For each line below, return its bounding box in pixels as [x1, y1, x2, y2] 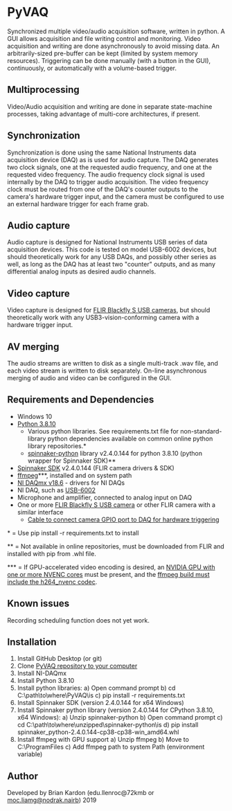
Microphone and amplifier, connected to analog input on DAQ [17, 493, 193, 501]
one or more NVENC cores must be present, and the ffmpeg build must [7, 570, 210, 578]
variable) [17, 750, 43, 758]
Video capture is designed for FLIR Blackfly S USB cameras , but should [7, 306, 211, 314]
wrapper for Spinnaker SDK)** [27, 456, 116, 465]
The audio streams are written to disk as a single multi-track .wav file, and [7, 359, 218, 367]
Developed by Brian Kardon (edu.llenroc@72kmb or [7, 789, 154, 797]
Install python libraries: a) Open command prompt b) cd [17, 684, 176, 693]
